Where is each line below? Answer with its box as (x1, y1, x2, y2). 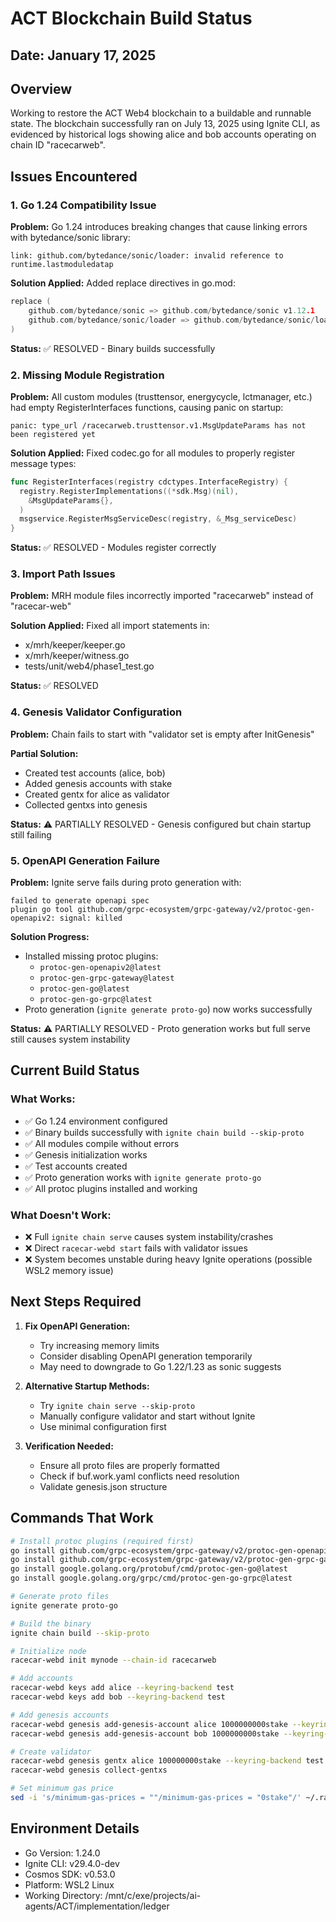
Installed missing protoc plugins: (24, 950, 159, 962)
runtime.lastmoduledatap (10, 260, 114, 270)
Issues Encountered (10, 168, 138, 185)
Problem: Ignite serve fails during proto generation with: (10, 877, 242, 889)
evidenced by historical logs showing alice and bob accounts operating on (10, 128, 317, 141)
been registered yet (10, 429, 97, 439)
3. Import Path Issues (10, 567, 116, 581)
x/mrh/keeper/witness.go (24, 650, 130, 662)
